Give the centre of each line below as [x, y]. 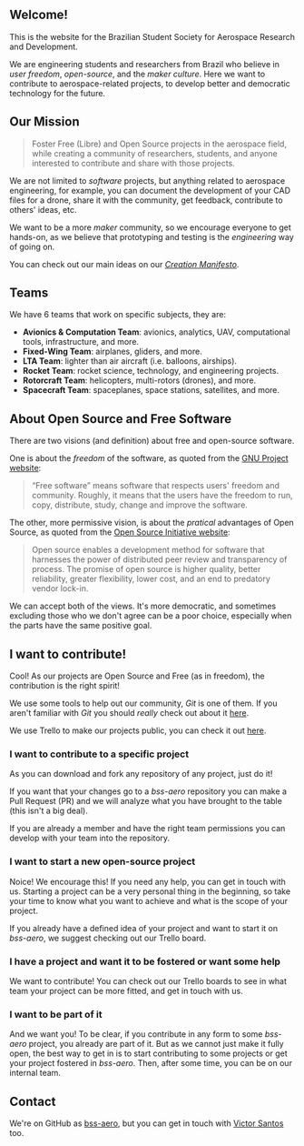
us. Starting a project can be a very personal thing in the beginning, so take [150, 891]
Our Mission [44, 122]
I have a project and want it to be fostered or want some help [145, 961]
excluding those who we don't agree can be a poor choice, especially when [151, 616]
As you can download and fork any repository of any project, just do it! [141, 774]
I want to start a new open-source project [103, 861]
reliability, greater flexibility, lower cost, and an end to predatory [151, 579]
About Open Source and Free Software [121, 419]
